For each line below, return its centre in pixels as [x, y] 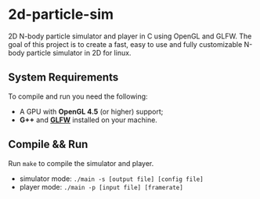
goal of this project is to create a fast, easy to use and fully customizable [125, 44]
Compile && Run [48, 145]
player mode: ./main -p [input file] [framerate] [101, 186]
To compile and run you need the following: [78, 96]
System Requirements [63, 77]
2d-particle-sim [61, 14]
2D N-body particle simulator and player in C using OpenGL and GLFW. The [130, 36]
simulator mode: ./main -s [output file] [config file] [111, 179]
